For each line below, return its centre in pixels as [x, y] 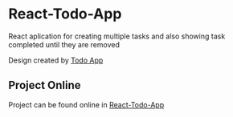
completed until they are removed [64, 44]
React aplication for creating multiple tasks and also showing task [117, 36]
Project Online [45, 85]
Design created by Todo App [56, 60]
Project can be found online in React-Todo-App [86, 104]
